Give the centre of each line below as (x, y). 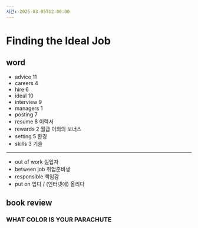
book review (29, 203)
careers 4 (26, 83)
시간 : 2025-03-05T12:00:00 (38, 12)
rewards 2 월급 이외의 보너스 (48, 129)
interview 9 (28, 102)
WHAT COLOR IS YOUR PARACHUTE (59, 219)
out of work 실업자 (37, 162)
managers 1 (29, 108)
